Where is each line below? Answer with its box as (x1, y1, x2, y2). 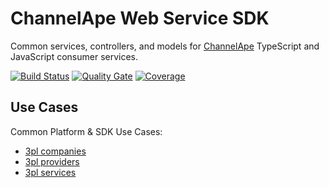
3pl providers (24, 155, 80, 167)
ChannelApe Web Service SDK (10, 7, 270, 30)
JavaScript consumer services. (10, 50, 139, 62)
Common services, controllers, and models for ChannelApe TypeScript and (10, 40, 320, 52)
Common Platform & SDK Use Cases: (10, 125, 163, 137)
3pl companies (24, 145, 87, 157)
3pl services (24, 166, 77, 178)
